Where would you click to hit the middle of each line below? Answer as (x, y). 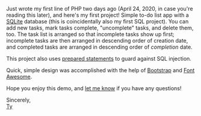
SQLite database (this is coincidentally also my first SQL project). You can (97, 21)
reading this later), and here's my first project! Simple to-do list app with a (98, 15)
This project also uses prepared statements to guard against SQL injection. (99, 59)
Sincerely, (19, 100)
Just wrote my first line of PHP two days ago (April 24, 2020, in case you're (100, 9)
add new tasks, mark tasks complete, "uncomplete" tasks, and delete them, (100, 28)
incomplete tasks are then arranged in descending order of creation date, (97, 41)
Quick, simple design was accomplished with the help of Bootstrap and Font (100, 70)
